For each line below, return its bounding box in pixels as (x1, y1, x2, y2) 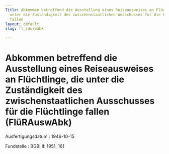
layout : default (5, 21, 39, 27)
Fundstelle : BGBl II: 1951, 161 (5, 143, 64, 149)
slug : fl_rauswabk (5, 26, 44, 31)
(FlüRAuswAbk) (5, 117, 72, 128)
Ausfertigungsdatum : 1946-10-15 (5, 133, 74, 139)
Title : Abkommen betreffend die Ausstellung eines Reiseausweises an (5, 7, 154, 13)
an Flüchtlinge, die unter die (5, 74, 125, 85)
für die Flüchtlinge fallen (5, 106, 110, 118)
